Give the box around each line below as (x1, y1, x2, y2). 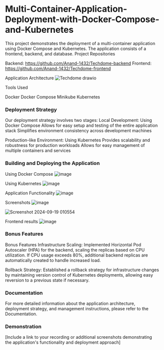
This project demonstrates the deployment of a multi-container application (5, 40, 156, 46)
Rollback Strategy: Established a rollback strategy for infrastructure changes (5, 267, 159, 273)
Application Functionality (5, 190, 55, 196)
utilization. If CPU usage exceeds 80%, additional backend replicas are (5, 252, 148, 258)
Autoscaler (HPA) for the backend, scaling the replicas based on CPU (5, 247, 145, 253)
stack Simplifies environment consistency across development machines (5, 128, 152, 134)
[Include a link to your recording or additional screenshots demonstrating (5, 334, 152, 340)
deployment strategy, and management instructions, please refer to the (5, 306, 149, 312)
